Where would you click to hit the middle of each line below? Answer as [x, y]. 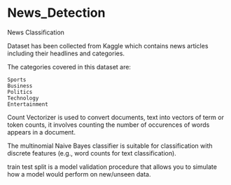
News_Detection [56, 13]
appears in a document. [41, 132]
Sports [17, 80]
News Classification [36, 32]
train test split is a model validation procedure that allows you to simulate [112, 167]
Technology [23, 98]
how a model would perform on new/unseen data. [79, 174]
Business [20, 85]
